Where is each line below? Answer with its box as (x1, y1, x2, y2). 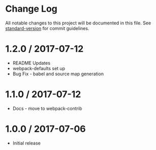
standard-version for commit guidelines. (5, 25, 89, 31)
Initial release (12, 140, 41, 146)
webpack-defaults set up (12, 65, 65, 71)
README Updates (12, 59, 51, 66)
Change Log (5, 3, 57, 15)
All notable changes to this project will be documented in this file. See (5, 20, 151, 26)
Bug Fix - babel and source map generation (12, 71, 104, 77)
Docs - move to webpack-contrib (12, 105, 82, 111)
